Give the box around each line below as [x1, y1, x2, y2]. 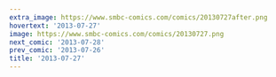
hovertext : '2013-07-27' [9, 21, 101, 30]
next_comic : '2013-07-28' [9, 37, 105, 47]
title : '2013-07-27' [9, 54, 86, 63]
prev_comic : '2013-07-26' [9, 46, 105, 55]
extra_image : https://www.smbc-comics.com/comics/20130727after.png [9, 12, 268, 22]
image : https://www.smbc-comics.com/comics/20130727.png [9, 29, 225, 38]
